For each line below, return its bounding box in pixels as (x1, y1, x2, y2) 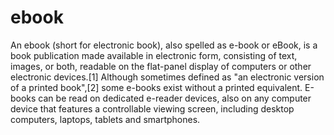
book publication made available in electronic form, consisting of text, (10, 49, 298, 61)
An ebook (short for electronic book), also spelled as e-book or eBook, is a (10, 39, 318, 51)
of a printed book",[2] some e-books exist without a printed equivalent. (10, 81, 303, 93)
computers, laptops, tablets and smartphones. (10, 113, 201, 125)
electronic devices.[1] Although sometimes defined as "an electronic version (10, 71, 325, 83)
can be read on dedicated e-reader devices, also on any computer (38, 92, 312, 104)
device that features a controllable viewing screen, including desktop (10, 102, 295, 115)
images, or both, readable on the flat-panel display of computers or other (10, 60, 312, 72)
